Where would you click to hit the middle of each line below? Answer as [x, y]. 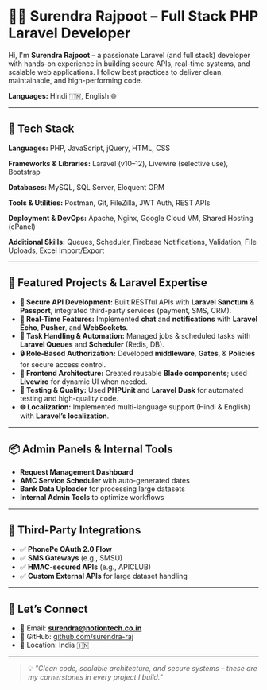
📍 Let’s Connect [48, 609]
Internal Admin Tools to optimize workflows [92, 498]
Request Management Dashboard [76, 472]
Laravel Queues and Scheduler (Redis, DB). [92, 344]
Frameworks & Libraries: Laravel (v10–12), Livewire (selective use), [118, 163]
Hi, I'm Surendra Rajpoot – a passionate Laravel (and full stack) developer [130, 55]
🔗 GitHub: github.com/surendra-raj [76, 636]
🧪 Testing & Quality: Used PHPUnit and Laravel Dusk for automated [132, 390]
